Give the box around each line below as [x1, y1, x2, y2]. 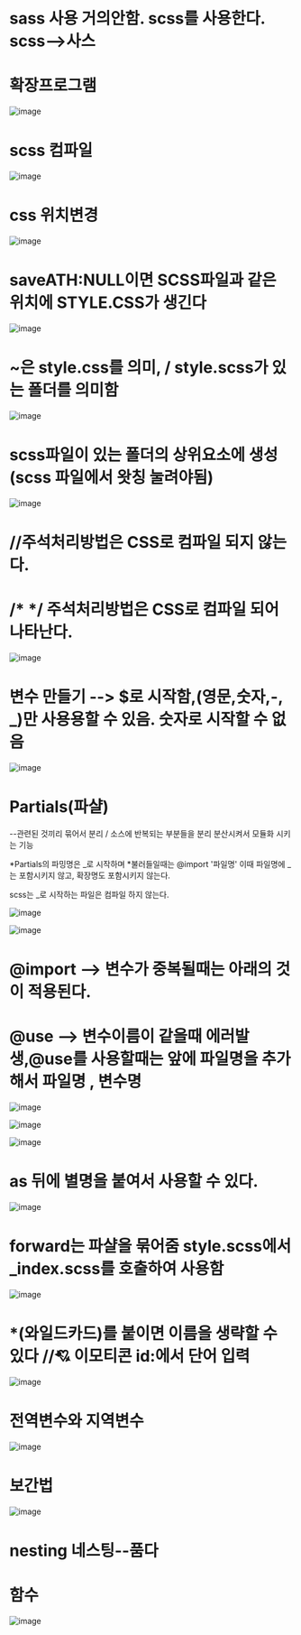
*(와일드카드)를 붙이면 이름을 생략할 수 [9, 1324, 278, 1344]
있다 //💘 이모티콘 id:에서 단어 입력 [9, 1346, 251, 1366]
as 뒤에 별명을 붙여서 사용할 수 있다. [9, 1171, 259, 1192]
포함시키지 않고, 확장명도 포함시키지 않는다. [18, 870, 171, 881]
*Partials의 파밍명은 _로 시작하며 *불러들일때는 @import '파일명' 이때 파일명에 [9, 858, 286, 869]
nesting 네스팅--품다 [9, 1540, 160, 1561]
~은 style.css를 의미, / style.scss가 [9, 357, 269, 378]
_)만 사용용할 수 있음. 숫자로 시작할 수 [9, 709, 269, 730]
